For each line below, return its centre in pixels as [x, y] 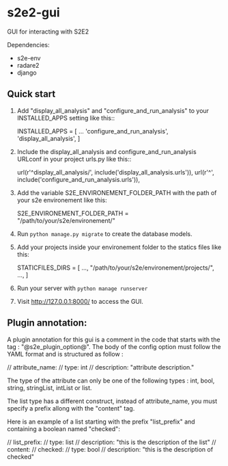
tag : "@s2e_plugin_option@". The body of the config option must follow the [114, 346]
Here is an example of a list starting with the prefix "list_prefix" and [101, 422]
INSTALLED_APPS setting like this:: [66, 118]
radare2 [28, 65]
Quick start [31, 94]
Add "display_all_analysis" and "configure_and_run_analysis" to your [113, 110]
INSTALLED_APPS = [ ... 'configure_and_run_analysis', [92, 131]
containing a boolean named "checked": [64, 428]
